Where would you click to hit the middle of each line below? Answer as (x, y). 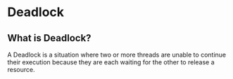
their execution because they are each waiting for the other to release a (111, 62)
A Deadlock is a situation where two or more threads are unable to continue (117, 55)
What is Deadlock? (49, 38)
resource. (21, 70)
